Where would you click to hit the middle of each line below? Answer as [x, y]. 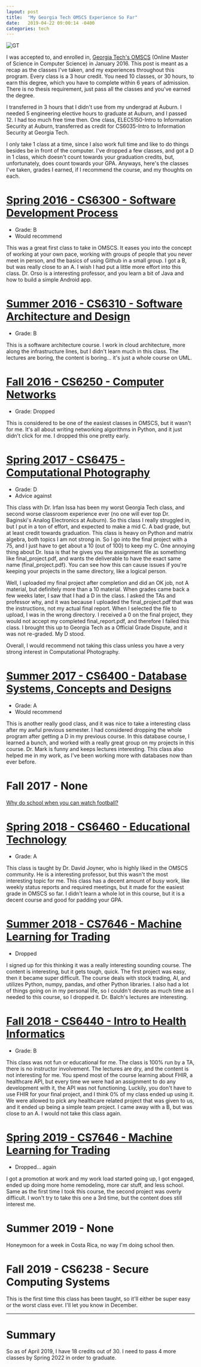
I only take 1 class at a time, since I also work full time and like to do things [98, 144]
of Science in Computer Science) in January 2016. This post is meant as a [97, 64]
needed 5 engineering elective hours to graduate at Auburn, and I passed [97, 113]
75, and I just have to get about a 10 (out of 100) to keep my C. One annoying [100, 546]
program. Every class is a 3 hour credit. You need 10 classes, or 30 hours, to [100, 76]
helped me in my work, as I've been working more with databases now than [99, 755]
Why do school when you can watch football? [62, 803]
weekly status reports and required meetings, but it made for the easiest [95, 887]
